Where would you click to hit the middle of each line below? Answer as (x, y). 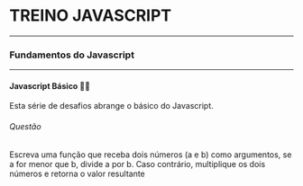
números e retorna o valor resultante (78, 173)
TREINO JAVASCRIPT (91, 16)
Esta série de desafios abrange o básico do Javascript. (111, 106)
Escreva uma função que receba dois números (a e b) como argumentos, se (151, 155)
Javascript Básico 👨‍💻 (50, 85)
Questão (26, 127)
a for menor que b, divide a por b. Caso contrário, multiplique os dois (138, 164)
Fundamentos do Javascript (72, 55)
